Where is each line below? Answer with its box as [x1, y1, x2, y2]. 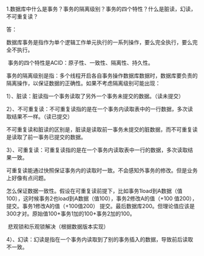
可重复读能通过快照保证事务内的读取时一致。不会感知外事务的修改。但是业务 [6, 167, 198, 174]
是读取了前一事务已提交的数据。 [6, 133, 86, 141]
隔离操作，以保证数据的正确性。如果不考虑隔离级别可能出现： [6, 79, 161, 87]
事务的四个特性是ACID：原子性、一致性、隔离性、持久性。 [7, 59, 154, 66]
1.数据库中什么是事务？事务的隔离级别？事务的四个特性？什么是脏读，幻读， [6, 5, 196, 12]
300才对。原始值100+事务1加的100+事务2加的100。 [6, 210, 135, 217]
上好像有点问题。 [6, 175, 49, 181]
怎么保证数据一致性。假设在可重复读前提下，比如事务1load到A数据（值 [6, 187, 183, 194]
